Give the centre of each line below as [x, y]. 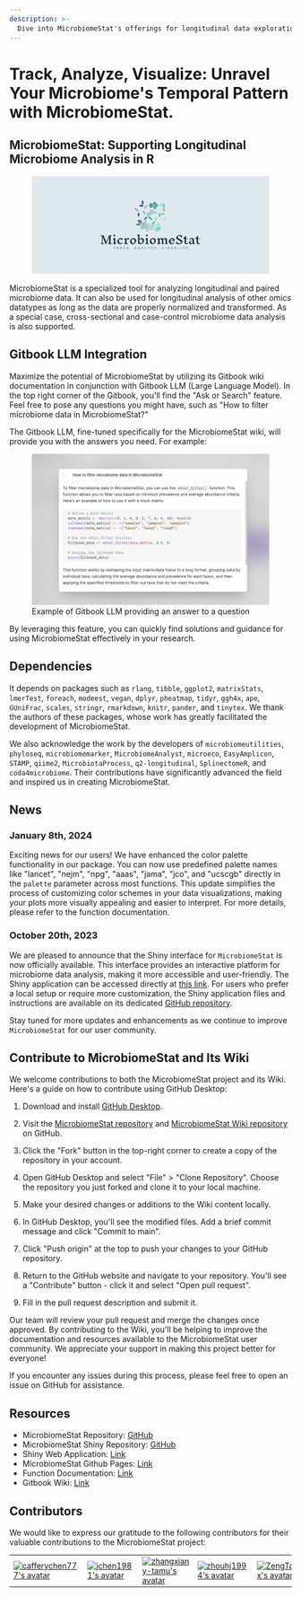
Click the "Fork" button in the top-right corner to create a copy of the [150, 1151]
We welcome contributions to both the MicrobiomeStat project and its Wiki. [148, 1079]
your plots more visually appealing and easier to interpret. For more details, [148, 903]
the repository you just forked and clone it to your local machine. [142, 1187]
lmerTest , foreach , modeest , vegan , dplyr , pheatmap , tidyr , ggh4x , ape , [135, 698]
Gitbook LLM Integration [78, 355]
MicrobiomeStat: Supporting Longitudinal [128, 145]
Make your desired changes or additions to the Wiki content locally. [146, 1205]
